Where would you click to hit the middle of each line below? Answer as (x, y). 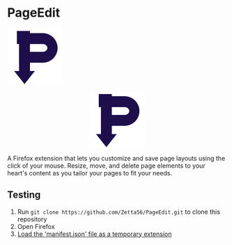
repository (32, 219)
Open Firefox (36, 226)
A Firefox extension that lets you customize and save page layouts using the (116, 158)
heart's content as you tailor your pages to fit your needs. (90, 173)
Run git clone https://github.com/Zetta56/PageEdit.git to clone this (119, 212)
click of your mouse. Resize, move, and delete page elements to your (106, 166)
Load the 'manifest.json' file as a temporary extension (94, 234)
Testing (24, 195)
